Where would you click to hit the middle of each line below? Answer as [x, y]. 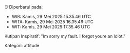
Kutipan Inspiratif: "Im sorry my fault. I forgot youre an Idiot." [65, 36]
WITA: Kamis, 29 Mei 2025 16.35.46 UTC [52, 22]
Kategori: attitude [22, 46]
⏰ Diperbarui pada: [24, 7]
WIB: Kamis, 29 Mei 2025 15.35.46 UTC [51, 17]
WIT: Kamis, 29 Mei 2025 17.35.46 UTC [51, 27]
